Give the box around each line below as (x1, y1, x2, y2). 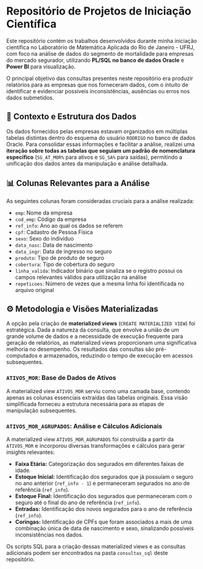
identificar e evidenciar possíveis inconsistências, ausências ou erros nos (6, 87, 190, 95)
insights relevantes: (6, 448, 55, 456)
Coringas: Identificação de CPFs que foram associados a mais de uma (15, 518, 192, 525)
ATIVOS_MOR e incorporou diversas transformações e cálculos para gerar (6, 442, 185, 449)
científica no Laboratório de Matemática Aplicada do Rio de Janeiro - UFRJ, (6, 44, 195, 51)
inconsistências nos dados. (15, 531, 84, 538)
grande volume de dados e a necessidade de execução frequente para (6, 333, 184, 340)
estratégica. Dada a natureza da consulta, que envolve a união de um (6, 326, 179, 334)
